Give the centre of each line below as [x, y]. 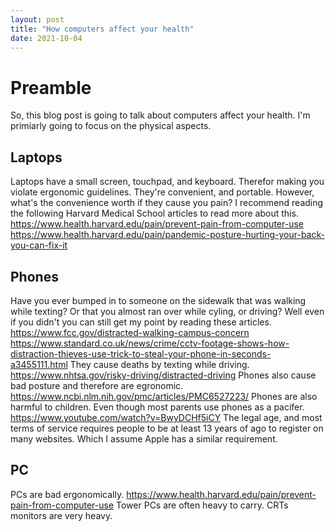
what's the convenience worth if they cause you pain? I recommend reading [167, 203]
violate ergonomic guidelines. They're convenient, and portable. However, [162, 192]
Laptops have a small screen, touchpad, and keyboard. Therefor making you [167, 182]
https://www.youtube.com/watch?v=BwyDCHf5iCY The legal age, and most [166, 417]
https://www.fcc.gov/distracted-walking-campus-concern [130, 332]
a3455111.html [39, 364]
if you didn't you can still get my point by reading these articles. [141, 322]
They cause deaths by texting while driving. [159, 364]
